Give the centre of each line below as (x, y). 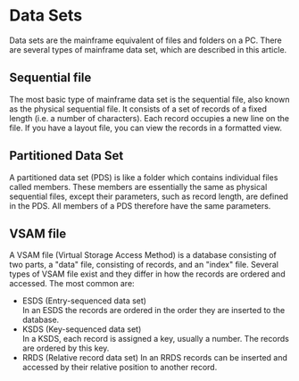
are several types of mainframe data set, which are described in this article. (148, 49)
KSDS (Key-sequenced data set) (82, 329)
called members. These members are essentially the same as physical (138, 186)
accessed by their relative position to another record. (120, 368)
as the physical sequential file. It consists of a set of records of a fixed (138, 109)
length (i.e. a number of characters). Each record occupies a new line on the (149, 118)
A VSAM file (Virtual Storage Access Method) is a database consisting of (143, 255)
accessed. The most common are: (72, 284)
